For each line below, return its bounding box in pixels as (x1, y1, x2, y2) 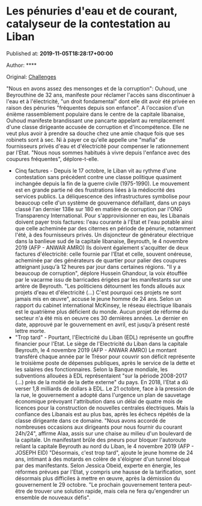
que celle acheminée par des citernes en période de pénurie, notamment (14, 224, 196, 232)
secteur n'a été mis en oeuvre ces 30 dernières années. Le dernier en (14, 314, 188, 321)
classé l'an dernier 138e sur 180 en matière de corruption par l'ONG (14, 205, 183, 212)
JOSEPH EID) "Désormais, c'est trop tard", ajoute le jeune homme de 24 (14, 449, 194, 456)
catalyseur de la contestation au (6, 17, 171, 31)
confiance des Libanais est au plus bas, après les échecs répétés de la (14, 410, 191, 417)
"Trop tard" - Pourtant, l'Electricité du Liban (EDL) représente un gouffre (14, 334, 194, 341)
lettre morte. (14, 327, 46, 334)
